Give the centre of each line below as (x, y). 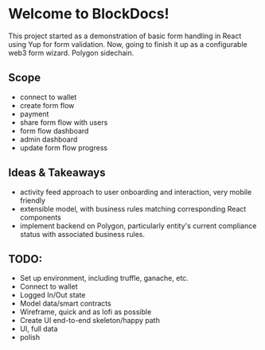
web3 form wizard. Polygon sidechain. (71, 52)
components (40, 217)
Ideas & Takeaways (57, 173)
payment (34, 114)
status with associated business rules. (82, 234)
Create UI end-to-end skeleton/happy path (90, 321)
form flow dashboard (54, 130)
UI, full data (39, 329)
